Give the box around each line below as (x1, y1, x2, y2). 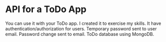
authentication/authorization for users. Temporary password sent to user (5, 25, 157, 31)
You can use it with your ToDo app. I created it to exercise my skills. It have (5, 20, 161, 26)
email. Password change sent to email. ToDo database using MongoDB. (5, 31, 154, 37)
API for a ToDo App (5, 4, 87, 15)
